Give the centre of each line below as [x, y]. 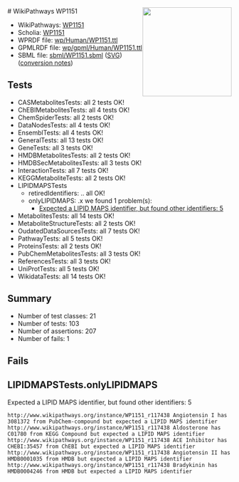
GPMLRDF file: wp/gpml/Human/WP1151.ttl [80, 48]
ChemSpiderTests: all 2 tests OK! [66, 117]
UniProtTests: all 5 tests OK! [58, 268]
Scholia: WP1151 [41, 32]
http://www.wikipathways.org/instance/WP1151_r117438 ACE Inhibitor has [117, 440]
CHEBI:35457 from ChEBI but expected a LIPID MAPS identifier [101, 446]
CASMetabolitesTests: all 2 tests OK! [71, 102]
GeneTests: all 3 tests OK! [55, 147]
